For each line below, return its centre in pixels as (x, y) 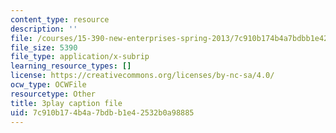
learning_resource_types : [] (71, 66)
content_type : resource (60, 19)
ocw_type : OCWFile (48, 85)
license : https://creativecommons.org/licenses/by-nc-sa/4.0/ (142, 76)
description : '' (44, 29)
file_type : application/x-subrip (80, 57)
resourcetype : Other (53, 94)
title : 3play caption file (66, 103)
